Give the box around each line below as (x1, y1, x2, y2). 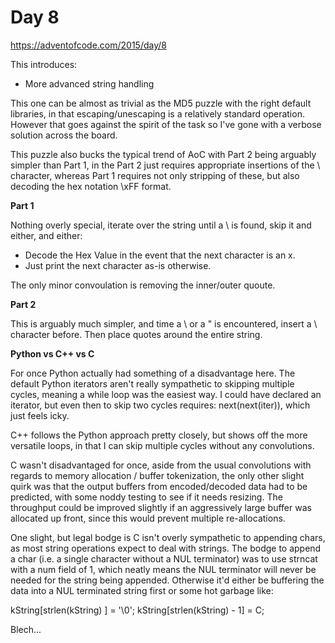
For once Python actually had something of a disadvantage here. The (10, 367, 296, 379)
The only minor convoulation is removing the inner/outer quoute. (10, 279, 276, 291)
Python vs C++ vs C (10, 347, 95, 360)
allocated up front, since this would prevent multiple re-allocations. (10, 512, 286, 524)
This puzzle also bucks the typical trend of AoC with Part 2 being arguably (10, 148, 317, 160)
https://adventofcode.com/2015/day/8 (10, 39, 167, 51)
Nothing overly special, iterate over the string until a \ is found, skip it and (10, 219, 312, 231)
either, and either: (10, 229, 83, 241)
